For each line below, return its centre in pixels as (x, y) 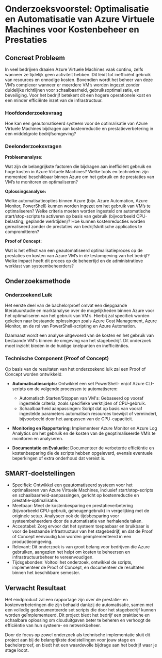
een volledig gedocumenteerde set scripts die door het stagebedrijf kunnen (81, 610)
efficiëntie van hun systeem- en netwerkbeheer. (53, 625)
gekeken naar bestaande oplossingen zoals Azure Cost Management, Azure (81, 321)
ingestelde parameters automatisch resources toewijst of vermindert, (88, 413)
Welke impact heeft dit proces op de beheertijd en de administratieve (74, 261)
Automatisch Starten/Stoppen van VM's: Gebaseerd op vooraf (81, 398)
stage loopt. (17, 650)
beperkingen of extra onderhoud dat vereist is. (59, 458)
